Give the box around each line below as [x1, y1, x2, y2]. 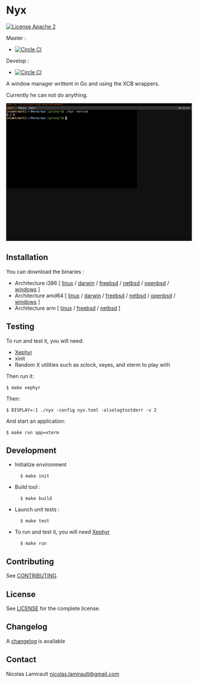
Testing [6, 321, 35, 331]
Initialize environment [14, 461, 67, 468]
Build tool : [14, 483, 41, 490]
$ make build [20, 496, 52, 502]
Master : [6, 34, 27, 41]
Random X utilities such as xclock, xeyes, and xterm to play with [14, 361, 170, 368]
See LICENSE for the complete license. [6, 605, 100, 612]
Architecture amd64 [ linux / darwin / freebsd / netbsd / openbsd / [14, 292, 176, 299]
